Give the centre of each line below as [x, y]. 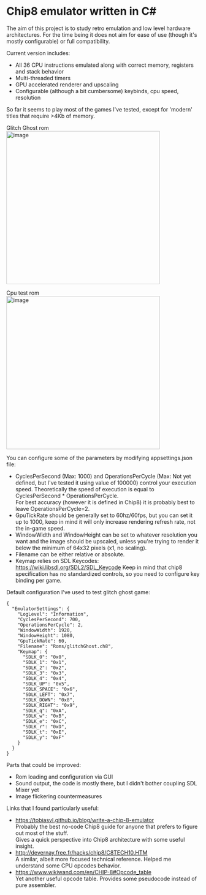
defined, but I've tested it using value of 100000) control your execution [106, 483]
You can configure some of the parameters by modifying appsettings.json [100, 458]
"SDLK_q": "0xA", [45, 711]
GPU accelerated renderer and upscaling [67, 85]
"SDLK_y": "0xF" [43, 737]
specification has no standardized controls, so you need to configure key [107, 573]
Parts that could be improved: [44, 765]
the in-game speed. [40, 528]
